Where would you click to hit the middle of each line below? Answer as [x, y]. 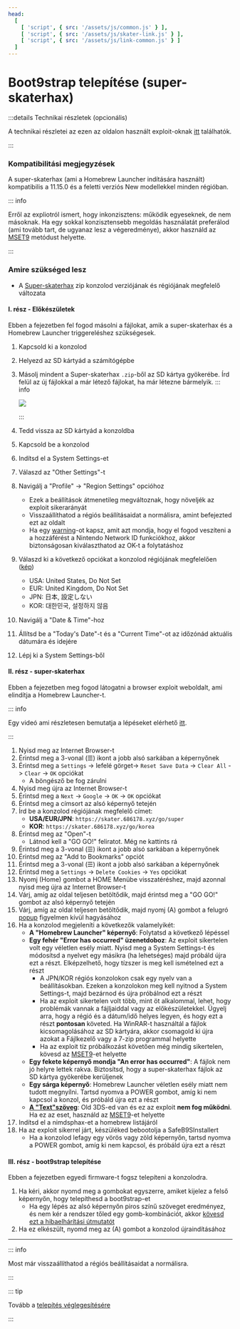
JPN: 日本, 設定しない [61, 597]
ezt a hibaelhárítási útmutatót [72, 1222]
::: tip [16, 1291]
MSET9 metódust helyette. [47, 237]
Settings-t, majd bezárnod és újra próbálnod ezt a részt [121, 993]
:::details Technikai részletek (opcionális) [68, 117]
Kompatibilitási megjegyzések [62, 164]
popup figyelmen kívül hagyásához [70, 917]
